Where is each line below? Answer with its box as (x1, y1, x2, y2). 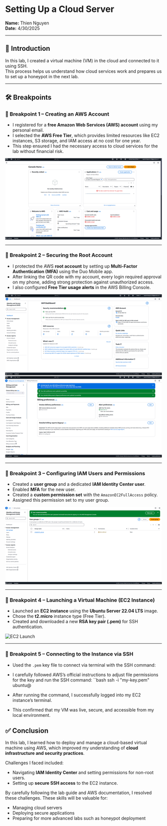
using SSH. (5, 63, 28, 69)
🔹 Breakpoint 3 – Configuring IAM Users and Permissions (5, 470, 146, 477)
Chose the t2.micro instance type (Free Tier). (12, 613, 106, 619)
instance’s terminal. (12, 697, 52, 703)
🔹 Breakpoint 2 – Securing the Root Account (5, 252, 113, 259)
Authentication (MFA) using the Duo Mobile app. (12, 268, 113, 275)
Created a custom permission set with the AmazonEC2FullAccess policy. (12, 492, 158, 498)
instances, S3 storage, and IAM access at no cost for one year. (12, 138, 141, 144)
